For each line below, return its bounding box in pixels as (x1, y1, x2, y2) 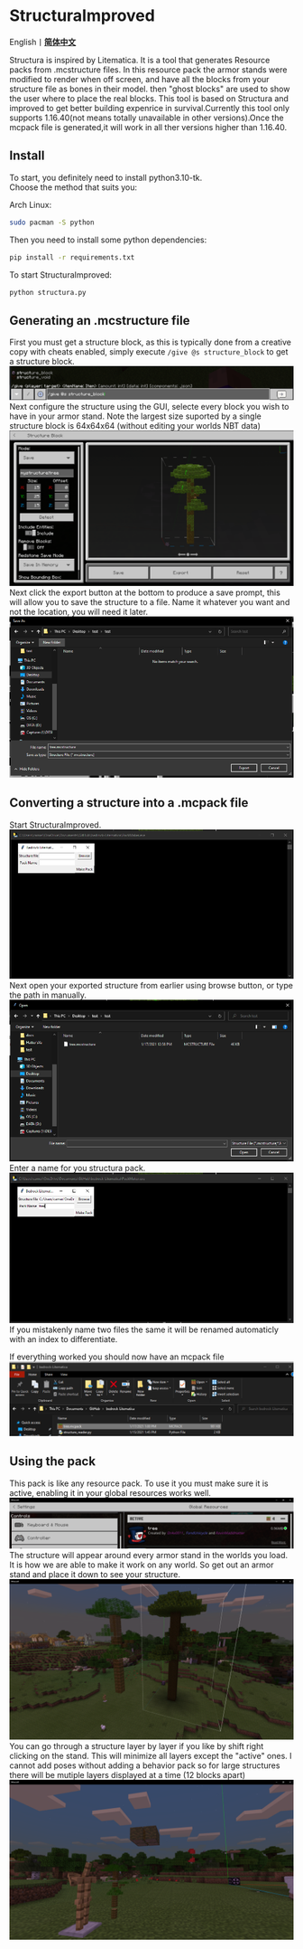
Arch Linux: (9, 199, 52, 210)
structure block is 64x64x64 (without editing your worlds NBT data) (9, 421, 262, 431)
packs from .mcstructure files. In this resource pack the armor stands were (9, 64, 288, 75)
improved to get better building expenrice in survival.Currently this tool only (9, 102, 290, 113)
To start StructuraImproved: (9, 269, 113, 280)
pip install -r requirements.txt (9, 252, 135, 262)
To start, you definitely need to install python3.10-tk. (9, 172, 203, 183)
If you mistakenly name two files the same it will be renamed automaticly (9, 1324, 280, 1335)
